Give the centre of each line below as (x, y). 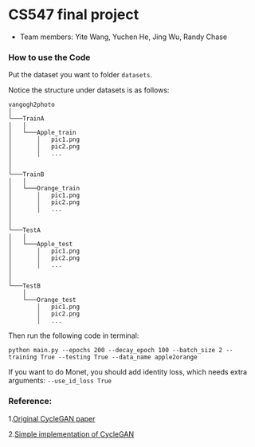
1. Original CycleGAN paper (52, 418)
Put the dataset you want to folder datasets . (80, 75)
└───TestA (25, 230)
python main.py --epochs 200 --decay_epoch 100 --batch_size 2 (116, 351)
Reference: (30, 402)
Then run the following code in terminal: (74, 335)
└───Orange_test (50, 300)
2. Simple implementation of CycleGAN (71, 434)
